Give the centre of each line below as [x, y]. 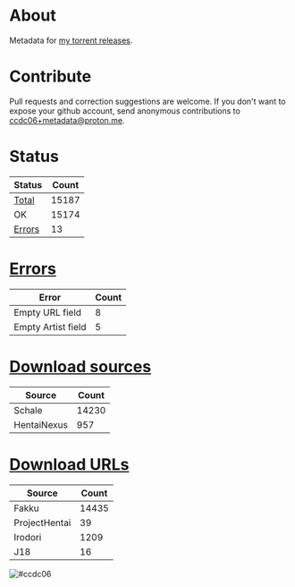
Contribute [51, 77]
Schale [28, 410]
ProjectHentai [42, 523]
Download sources [80, 366]
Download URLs [69, 464]
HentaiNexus [41, 424]
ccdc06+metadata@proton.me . [67, 120]
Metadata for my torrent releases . [71, 40]
